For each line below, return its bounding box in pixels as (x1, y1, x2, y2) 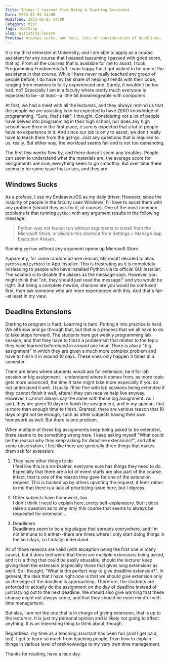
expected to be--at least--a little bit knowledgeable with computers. (5, 92, 147, 99)
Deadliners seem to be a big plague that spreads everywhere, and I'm (12, 526, 158, 532)
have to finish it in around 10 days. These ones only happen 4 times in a (5, 353, 154, 359)
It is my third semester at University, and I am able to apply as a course (5, 49, 153, 56)
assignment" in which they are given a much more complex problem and (5, 348, 156, 354)
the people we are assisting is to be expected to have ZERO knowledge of (5, 107, 159, 114)
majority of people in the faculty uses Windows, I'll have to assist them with (5, 199, 163, 205)
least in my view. (12, 293, 47, 299)
